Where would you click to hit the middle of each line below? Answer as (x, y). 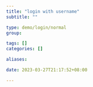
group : (14, 33)
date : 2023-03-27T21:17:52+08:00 (47, 70)
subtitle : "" (22, 17)
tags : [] (17, 43)
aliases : (17, 60)
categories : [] (25, 49)
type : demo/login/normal (36, 27)
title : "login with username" (43, 11)
